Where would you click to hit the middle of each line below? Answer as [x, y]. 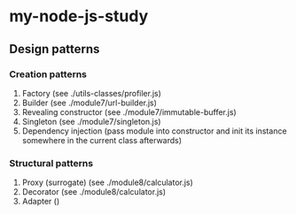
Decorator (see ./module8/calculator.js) [94, 192]
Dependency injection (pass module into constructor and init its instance [154, 131]
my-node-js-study [79, 16]
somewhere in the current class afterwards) [102, 140]
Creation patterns [48, 74]
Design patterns [55, 49]
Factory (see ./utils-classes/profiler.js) [92, 93]
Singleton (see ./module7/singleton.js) [91, 121]
